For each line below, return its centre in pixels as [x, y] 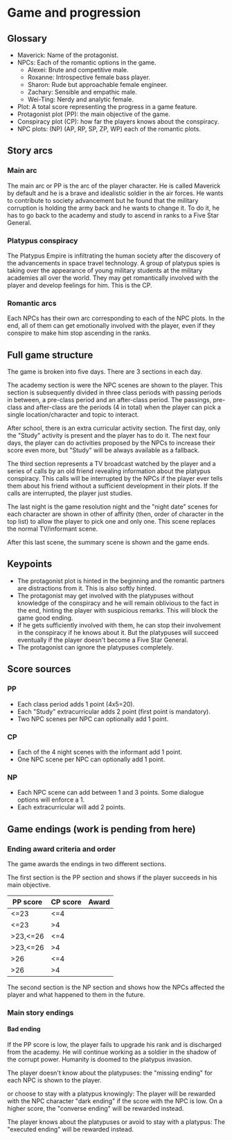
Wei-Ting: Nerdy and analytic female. [80, 99]
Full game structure [50, 355]
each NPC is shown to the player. [54, 1080]
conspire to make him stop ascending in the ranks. [79, 333]
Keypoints [30, 564]
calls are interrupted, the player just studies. [70, 493]
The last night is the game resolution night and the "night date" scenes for [113, 507]
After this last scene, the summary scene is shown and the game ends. [108, 543]
